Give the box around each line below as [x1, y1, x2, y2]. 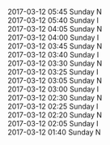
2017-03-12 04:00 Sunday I [7, 32, 99, 42]
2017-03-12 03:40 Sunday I [7, 50, 99, 59]
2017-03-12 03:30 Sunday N [7, 58, 103, 68]
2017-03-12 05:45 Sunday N [7, 7, 103, 16]
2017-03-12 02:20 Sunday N [7, 110, 103, 120]
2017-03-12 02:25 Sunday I [7, 101, 99, 111]
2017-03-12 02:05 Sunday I [7, 119, 99, 128]
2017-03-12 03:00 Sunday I [7, 84, 99, 94]
